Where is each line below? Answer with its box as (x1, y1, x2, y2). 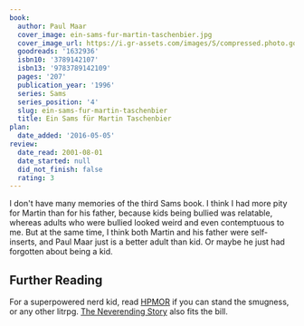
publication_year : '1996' (17, 81, 116, 90)
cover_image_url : (17, 38, 83, 48)
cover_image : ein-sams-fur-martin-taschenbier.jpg (17, 30, 213, 39)
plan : (9, 123, 30, 132)
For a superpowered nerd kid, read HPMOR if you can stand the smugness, (9, 296, 290, 308)
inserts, (9, 236, 38, 247)
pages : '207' (17, 72, 67, 81)
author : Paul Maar (17, 22, 88, 31)
